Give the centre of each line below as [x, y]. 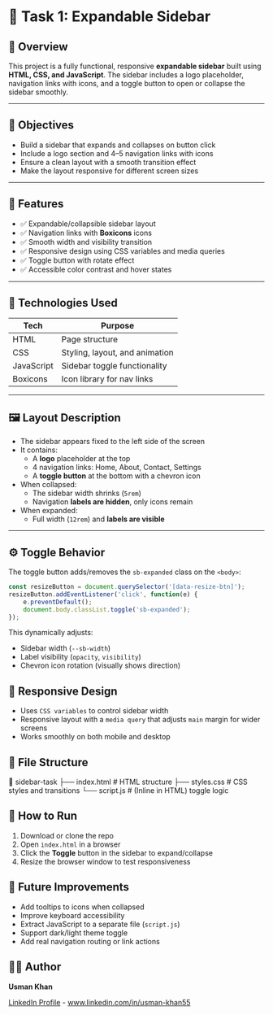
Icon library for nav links [107, 379]
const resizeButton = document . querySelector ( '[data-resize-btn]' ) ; [127, 587]
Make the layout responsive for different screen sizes [109, 171]
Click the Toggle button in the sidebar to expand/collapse [117, 852]
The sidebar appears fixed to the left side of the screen [113, 442]
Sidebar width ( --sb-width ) [65, 648]
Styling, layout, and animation [117, 353]
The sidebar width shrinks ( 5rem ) [87, 493]
